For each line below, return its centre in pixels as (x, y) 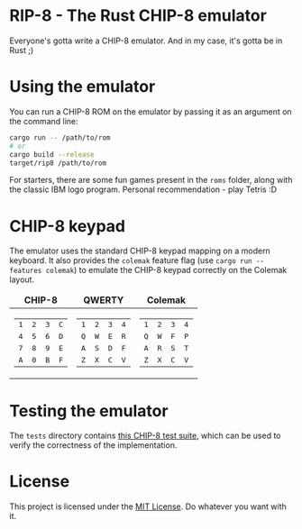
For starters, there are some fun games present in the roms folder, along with (151, 180)
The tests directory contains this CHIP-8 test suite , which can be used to (145, 436)
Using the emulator (82, 87)
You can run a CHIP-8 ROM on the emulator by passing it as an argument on (151, 111)
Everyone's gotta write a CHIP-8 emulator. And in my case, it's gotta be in (146, 41)
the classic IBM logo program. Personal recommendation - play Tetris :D (143, 189)
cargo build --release (52, 154)
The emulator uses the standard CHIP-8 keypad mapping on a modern (140, 251)
